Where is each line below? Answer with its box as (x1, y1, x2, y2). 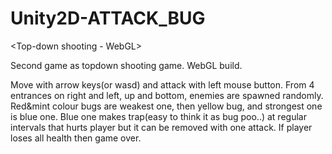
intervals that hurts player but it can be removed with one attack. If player (10, 121, 313, 133)
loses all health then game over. (10, 132, 142, 144)
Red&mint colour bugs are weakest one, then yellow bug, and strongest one (10, 100, 323, 112)
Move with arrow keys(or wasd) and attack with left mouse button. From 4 (10, 78, 315, 91)
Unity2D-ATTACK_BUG (10, 7, 206, 30)
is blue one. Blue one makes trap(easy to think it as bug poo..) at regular (10, 110, 307, 122)
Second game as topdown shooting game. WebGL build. (10, 59, 243, 71)
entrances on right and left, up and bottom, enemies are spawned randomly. (10, 89, 324, 101)
